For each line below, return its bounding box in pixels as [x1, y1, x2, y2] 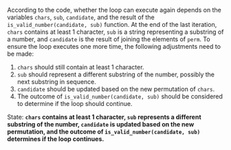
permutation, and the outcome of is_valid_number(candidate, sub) [7, 127, 201, 136]
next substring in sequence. [16, 78, 96, 85]
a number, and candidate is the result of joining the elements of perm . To [7, 35, 211, 43]
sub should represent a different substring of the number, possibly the [16, 70, 215, 78]
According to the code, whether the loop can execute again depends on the [7, 6, 221, 14]
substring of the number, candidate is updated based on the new [7, 120, 195, 128]
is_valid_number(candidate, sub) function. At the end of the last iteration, [7, 21, 217, 28]
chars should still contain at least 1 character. [16, 63, 144, 71]
